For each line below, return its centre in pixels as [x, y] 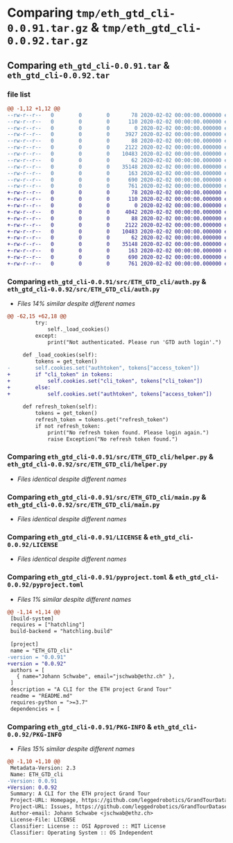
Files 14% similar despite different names [76, 304]
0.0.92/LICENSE [33, 545]
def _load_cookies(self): [60, 355]
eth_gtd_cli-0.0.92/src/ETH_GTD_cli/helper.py [87, 465]
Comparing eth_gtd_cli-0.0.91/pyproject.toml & [90, 577]
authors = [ [27, 670]
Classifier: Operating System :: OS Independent [82, 833]
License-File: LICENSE [43, 819]
